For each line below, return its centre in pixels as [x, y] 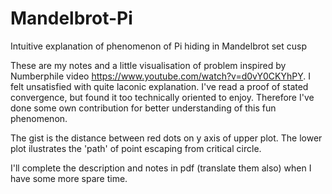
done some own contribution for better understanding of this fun [143, 108]
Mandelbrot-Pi [71, 18]
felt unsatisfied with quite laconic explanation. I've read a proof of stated [159, 86]
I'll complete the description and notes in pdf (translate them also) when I [161, 168]
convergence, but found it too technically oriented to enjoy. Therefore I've [162, 97]
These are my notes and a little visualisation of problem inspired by [148, 65]
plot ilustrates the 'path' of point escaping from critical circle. [136, 148]
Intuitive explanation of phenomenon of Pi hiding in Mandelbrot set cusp [159, 46]
